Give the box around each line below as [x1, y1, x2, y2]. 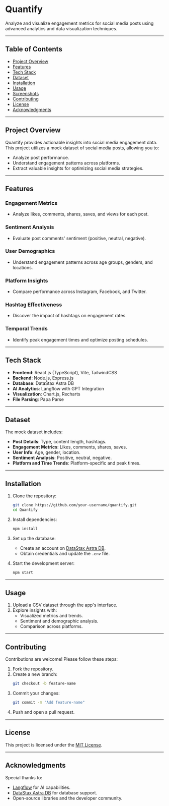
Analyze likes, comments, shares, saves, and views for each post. [12, 211, 149, 217]
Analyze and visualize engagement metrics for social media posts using [5, 20, 154, 26]
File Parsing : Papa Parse [12, 396, 64, 402]
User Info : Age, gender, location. [12, 449, 80, 455]
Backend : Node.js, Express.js [12, 375, 74, 381]
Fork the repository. [12, 666, 54, 672]
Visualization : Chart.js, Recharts [12, 391, 80, 397]
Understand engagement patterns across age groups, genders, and [12, 259, 153, 265]
